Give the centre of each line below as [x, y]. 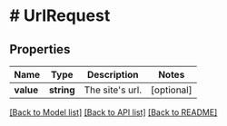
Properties [40, 49]
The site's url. [113, 90]
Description [113, 75]
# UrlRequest [60, 16]
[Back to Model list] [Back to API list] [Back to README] [113, 112]
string [62, 90]
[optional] [171, 90]
